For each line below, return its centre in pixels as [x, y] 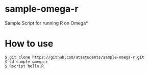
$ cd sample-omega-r [27, 62]
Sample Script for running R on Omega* [46, 23]
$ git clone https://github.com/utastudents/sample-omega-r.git [74, 57]
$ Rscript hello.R [24, 66]
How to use [29, 44]
